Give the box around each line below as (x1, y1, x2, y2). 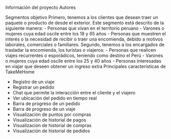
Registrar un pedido (12, 84, 55, 90)
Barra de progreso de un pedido (12, 101, 81, 107)
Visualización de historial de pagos (12, 117, 86, 123)
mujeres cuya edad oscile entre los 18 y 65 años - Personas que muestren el (5, 31, 166, 36)
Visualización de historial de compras (12, 123, 92, 128)
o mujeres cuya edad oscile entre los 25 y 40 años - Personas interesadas (5, 58, 162, 64)
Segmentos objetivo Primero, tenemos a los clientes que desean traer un (5, 14, 158, 20)
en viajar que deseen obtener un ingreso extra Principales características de (5, 64, 166, 69)
